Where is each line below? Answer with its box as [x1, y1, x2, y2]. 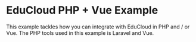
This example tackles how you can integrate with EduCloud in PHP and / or [6, 23, 190, 30]
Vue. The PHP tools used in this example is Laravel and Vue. [6, 29, 154, 36]
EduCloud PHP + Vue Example [6, 4, 158, 17]
